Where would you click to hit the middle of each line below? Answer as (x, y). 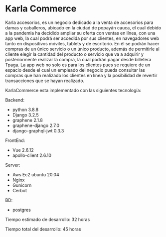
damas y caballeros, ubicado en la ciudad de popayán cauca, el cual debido (83, 27)
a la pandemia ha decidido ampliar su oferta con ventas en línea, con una (80, 33)
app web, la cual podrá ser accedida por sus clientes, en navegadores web (82, 38)
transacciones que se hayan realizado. (45, 81)
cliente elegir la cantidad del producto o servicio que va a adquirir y (74, 54)
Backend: (15, 100)
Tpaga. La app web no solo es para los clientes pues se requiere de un (78, 65)
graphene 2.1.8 (28, 120)
